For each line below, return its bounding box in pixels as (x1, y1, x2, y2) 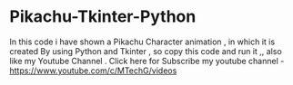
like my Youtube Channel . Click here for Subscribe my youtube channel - (9, 55, 285, 66)
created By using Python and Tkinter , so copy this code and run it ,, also (9, 45, 282, 56)
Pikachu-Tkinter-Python (9, 6, 197, 27)
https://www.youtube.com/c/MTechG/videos (9, 65, 177, 76)
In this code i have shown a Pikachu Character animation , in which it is (9, 36, 276, 47)
